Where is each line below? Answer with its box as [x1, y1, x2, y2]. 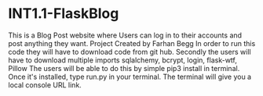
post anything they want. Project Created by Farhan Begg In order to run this [8, 38, 256, 48]
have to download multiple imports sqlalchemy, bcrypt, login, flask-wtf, [8, 55, 237, 65]
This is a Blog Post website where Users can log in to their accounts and [8, 30, 242, 40]
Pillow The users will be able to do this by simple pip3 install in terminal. [8, 63, 240, 73]
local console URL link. [8, 80, 82, 90]
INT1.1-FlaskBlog [8, 5, 119, 23]
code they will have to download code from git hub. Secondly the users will [8, 47, 251, 56]
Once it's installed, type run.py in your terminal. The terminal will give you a [8, 72, 252, 81]
